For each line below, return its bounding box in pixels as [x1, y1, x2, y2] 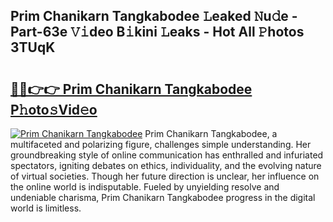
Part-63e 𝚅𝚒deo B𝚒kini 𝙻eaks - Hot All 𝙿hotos [10, 24, 305, 41]
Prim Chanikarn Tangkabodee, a [144, 128, 278, 139]
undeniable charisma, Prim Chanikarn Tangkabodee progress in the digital [10, 192, 316, 203]
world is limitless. [10, 202, 82, 214]
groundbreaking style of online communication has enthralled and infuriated [10, 149, 324, 161]
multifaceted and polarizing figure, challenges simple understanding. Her [10, 139, 312, 150]
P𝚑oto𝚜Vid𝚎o [10, 101, 98, 118]
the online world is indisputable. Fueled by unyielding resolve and [10, 181, 280, 193]
